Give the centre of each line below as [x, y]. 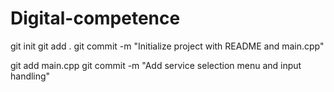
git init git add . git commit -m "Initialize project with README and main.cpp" [167, 46]
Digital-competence [95, 18]
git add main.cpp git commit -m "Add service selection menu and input [156, 65]
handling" [30, 76]
